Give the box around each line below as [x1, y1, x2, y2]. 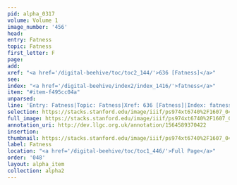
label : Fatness [7, 141, 52, 148]
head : [7, 30, 23, 37]
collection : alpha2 [7, 167, 65, 174]
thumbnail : [7, 134, 39, 141]
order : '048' [7, 154, 46, 162]
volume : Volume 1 [7, 17, 59, 24]
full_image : [7, 115, 42, 122]
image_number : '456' [7, 23, 68, 30]
